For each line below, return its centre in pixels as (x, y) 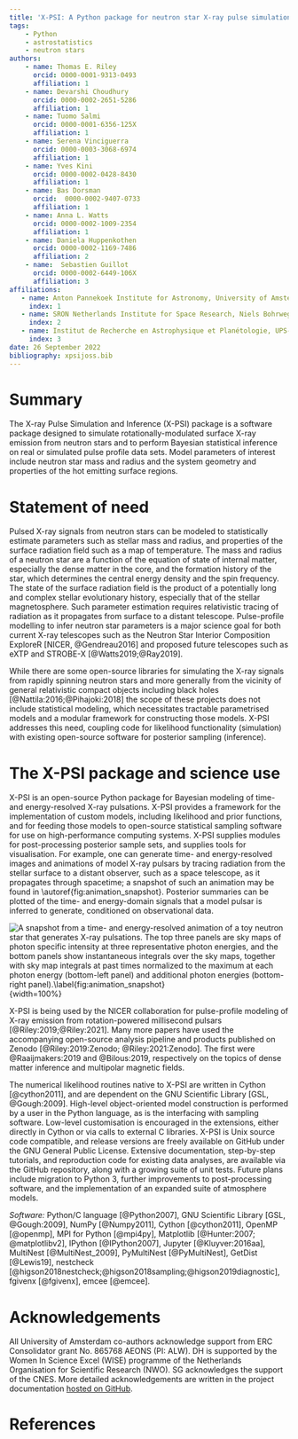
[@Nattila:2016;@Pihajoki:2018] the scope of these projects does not (135, 700)
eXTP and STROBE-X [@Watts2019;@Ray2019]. (96, 654)
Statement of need (79, 507)
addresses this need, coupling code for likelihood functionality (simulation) (145, 727)
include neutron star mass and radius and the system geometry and (133, 461)
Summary (46, 399)
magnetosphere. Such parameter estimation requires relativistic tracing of (144, 607)
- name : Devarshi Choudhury (77, 91)
